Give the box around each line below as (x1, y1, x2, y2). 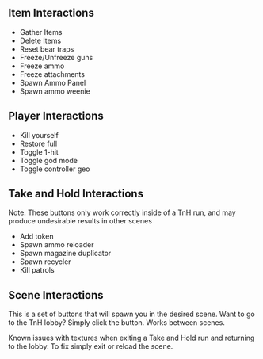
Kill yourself (19, 130, 59, 139)
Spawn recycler (19, 257, 71, 266)
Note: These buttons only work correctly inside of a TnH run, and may (8, 208, 236, 217)
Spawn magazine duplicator (19, 249, 112, 258)
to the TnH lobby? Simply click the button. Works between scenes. (8, 318, 226, 327)
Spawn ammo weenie (19, 86, 91, 96)
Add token (19, 231, 54, 241)
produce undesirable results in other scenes (8, 216, 153, 226)
